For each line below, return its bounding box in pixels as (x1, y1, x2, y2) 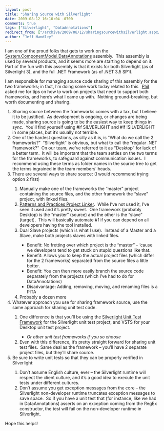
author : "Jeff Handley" (5, 35, 54, 40)
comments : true (5, 21, 36, 26)
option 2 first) (12, 176, 40, 182)
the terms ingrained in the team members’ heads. (12, 166, 111, 171)
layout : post (5, 7, 32, 12)
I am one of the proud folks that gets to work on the (5, 48, 109, 54)
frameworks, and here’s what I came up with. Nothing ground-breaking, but (5, 94, 158, 99)
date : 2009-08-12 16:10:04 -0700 (5, 16, 73, 21)
